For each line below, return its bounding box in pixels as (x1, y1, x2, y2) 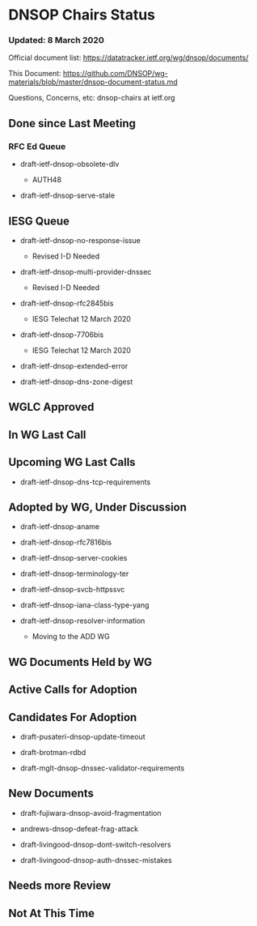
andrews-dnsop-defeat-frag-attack (19, 824, 139, 834)
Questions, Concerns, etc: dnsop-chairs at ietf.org (8, 93, 175, 103)
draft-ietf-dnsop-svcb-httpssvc (19, 585, 125, 595)
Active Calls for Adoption (8, 683, 137, 697)
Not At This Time (8, 906, 95, 920)
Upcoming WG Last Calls (8, 455, 136, 469)
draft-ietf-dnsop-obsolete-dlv (19, 160, 120, 169)
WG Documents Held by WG (8, 655, 153, 669)
